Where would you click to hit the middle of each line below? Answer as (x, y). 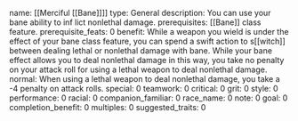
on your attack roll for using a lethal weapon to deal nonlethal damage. (138, 69)
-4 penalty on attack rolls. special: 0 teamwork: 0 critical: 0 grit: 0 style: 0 (144, 89)
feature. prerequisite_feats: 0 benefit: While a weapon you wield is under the (149, 32)
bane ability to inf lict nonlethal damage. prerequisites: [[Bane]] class (135, 22)
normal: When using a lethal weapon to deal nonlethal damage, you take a (145, 79)
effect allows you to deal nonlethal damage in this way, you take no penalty (147, 60)
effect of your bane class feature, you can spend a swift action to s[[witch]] (148, 41)
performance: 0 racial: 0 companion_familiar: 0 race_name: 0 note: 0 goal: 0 (149, 98)
